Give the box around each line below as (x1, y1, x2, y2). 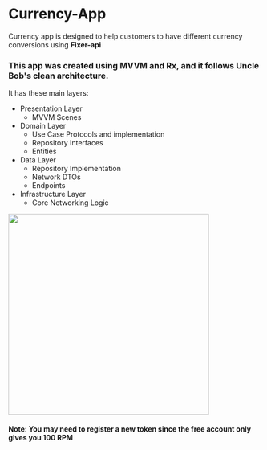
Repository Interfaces (31, 138, 103, 148)
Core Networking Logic (31, 198, 110, 207)
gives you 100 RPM (8, 432, 74, 442)
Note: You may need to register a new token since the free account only (8, 423, 251, 434)
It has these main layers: (8, 88, 89, 98)
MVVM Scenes (31, 112, 82, 122)
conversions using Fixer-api (8, 39, 102, 49)
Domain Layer (19, 121, 67, 131)
